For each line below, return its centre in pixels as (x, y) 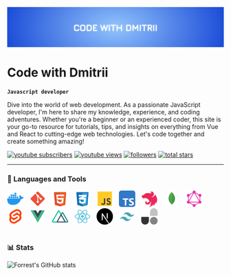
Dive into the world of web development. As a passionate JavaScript (104, 105)
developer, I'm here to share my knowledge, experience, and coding (103, 112)
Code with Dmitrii (58, 72)
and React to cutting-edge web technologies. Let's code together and (106, 134)
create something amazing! (46, 141)
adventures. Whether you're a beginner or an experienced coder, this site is (114, 119)
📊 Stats (21, 247)
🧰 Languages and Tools (47, 179)
